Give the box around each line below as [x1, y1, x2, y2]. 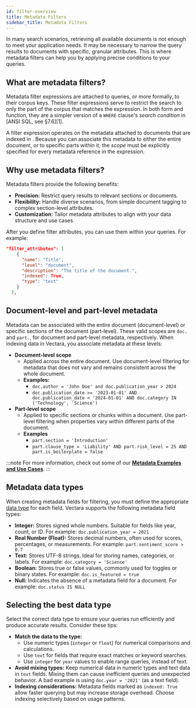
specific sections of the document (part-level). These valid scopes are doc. [6, 327, 188, 334]
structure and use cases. [14, 217, 75, 223]
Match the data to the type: [14, 633, 82, 640]
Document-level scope [14, 351, 72, 358]
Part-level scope [14, 405, 56, 412]
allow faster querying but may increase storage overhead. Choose [14, 689, 174, 696]
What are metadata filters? [6, 77, 106, 87]
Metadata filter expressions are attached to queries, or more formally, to [6, 93, 180, 100]
